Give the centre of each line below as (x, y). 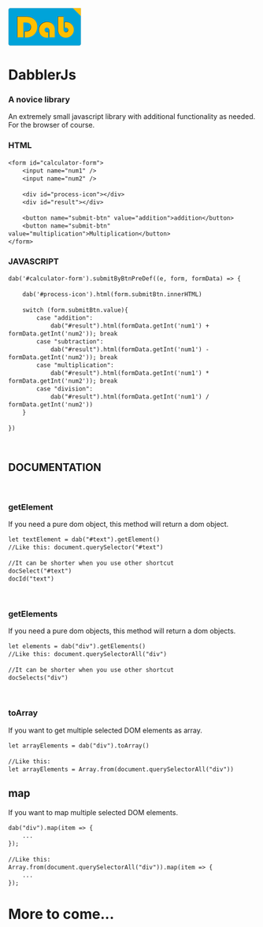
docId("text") (31, 579)
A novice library (39, 100)
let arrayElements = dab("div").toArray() (79, 745)
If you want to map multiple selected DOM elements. (93, 812)
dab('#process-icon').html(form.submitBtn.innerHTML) (112, 295)
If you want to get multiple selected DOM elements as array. (105, 730)
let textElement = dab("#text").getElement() (84, 540)
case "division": (65, 389)
